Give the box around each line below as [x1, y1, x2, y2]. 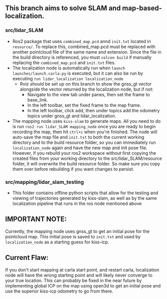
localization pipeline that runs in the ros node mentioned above [12, 200, 142, 206]
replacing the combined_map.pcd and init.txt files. [12, 60, 116, 66]
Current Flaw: [5, 253, 49, 262]
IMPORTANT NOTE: [5, 215, 67, 223]
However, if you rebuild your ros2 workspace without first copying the [12, 150, 156, 156]
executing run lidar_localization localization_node [12, 75, 124, 82]
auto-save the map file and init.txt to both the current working [12, 134, 145, 140]
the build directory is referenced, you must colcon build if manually [12, 54, 152, 60]
